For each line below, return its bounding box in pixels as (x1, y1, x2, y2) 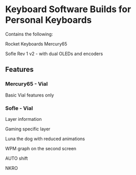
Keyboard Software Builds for (5, 4, 131, 15)
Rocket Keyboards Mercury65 (5, 40, 67, 47)
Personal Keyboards (5, 14, 92, 26)
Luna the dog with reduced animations (5, 136, 85, 142)
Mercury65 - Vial (5, 80, 48, 88)
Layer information (5, 116, 42, 122)
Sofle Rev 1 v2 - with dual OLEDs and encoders (5, 51, 103, 57)
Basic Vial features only (5, 92, 54, 98)
